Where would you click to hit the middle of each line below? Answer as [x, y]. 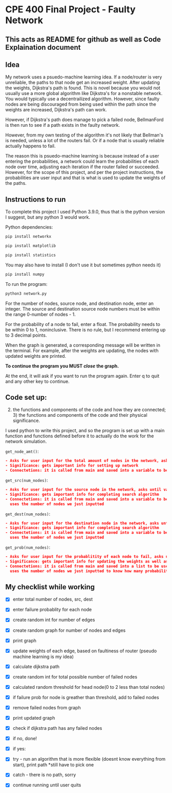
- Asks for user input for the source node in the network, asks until [83, 490]
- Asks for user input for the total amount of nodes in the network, [82, 461]
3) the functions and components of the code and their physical [80, 415]
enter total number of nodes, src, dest [53, 599]
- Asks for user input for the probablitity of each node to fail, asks [84, 557]
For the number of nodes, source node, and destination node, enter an [80, 303]
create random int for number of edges [54, 620]
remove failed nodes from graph [47, 707]
